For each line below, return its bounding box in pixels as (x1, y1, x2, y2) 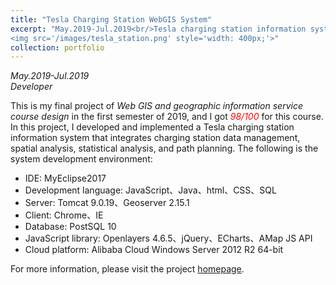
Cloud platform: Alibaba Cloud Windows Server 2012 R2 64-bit (24, 244, 284, 256)
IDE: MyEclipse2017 (24, 172, 107, 185)
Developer (10, 81, 53, 93)
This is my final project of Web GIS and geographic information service (10, 100, 303, 112)
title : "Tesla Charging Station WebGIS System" (10, 14, 213, 25)
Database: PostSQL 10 (24, 221, 117, 233)
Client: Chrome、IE (24, 209, 104, 221)
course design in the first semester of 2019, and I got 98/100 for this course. (10, 111, 324, 123)
